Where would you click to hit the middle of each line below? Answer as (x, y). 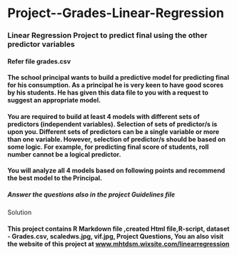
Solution (20, 212)
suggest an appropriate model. (54, 100)
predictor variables (41, 44)
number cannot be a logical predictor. (64, 154)
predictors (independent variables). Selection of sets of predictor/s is (112, 124)
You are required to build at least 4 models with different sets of (104, 116)
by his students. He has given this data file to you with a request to (108, 93)
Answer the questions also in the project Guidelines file (91, 194)
